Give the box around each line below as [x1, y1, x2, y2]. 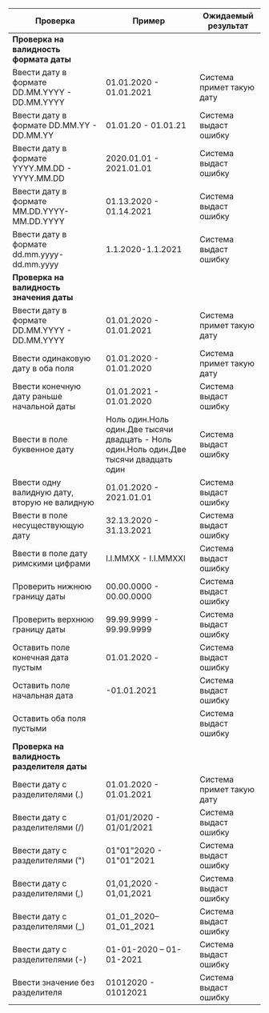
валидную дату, [12, 487, 74, 498]
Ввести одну [12, 477, 62, 487]
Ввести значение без [12, 977, 94, 987]
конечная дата [12, 652, 70, 663]
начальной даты [12, 401, 76, 411]
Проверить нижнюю [12, 581, 92, 591]
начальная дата [12, 690, 74, 701]
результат [207, 20, 249, 31]
